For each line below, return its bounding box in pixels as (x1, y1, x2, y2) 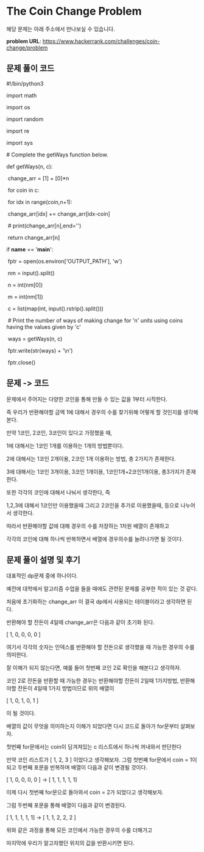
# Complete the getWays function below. (6, 151, 108, 158)
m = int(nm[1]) (7, 293, 44, 300)
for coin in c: (7, 186, 40, 194)
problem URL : (6, 37, 41, 45)
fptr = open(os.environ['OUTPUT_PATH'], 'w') (7, 257, 123, 265)
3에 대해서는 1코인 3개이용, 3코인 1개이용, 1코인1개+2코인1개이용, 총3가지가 (6, 468, 185, 475)
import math (6, 92, 37, 99)
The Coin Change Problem (6, 4, 142, 18)
